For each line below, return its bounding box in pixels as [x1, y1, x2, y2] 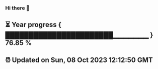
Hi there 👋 [5, 4, 30, 11]
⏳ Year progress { [5, 20, 62, 29]
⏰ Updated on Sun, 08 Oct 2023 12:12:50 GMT [5, 55, 153, 64]
